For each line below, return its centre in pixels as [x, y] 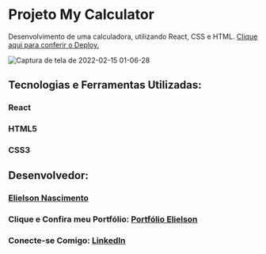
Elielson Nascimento [49, 198]
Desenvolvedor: [49, 176]
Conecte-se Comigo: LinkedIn [67, 241]
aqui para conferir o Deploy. [54, 44]
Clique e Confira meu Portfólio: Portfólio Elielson [103, 219]
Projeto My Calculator [81, 15]
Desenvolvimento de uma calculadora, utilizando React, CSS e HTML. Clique [133, 36]
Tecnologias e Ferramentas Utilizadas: [105, 85]
